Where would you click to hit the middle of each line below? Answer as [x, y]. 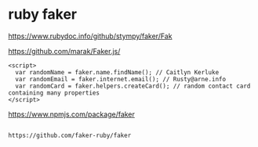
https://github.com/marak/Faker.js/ [64, 51]
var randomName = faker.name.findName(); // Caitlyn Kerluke [117, 72]
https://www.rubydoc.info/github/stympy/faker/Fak [90, 36]
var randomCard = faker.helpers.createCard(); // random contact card [133, 86]
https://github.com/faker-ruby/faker [70, 135]
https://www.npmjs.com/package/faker [72, 114]
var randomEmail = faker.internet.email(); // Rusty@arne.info [120, 79]
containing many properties [54, 93]
